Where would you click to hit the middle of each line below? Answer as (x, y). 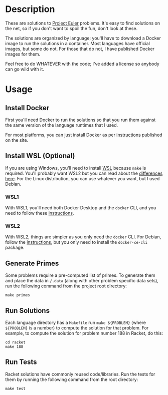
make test (16, 388)
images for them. (23, 54)
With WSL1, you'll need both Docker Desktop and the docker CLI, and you (81, 208)
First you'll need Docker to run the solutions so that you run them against (80, 120)
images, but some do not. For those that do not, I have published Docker (80, 49)
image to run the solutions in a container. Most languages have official (78, 43)
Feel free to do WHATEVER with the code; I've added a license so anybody (82, 64)
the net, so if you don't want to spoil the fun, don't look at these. (71, 28)
